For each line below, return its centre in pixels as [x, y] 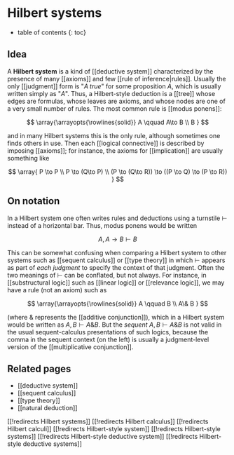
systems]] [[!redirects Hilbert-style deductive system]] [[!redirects [103, 437]
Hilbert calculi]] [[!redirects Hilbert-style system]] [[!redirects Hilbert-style [114, 429]
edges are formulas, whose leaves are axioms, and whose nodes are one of [116, 101]
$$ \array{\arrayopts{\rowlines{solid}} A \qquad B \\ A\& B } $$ [118, 304]
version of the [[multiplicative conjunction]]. [70, 347]
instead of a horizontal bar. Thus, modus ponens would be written [102, 225]
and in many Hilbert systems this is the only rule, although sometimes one [114, 135]
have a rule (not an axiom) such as [57, 290]
